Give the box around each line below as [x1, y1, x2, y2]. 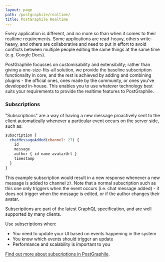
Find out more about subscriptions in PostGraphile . [5, 251, 110, 257]
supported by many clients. [5, 211, 61, 217]
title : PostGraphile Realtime [5, 17, 68, 22]
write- [140, 36, 153, 42]
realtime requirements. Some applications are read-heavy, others [5, 36, 139, 42]
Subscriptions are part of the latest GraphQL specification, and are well [5, 206, 151, 212]
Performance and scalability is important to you [12, 241, 110, 247]
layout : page [5, 7, 32, 13]
